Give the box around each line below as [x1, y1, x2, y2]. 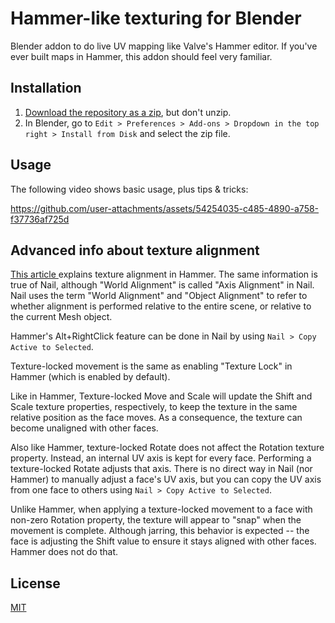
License [10, 575, 61, 592]
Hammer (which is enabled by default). [10, 371, 171, 383]
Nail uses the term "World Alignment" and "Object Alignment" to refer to [10, 290, 308, 302]
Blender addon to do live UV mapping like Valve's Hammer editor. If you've [10, 40, 318, 52]
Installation [10, 80, 82, 97]
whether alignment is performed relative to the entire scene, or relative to [10, 300, 312, 312]
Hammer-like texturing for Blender [10, 7, 302, 30]
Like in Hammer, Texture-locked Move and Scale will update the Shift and [10, 390, 313, 402]
